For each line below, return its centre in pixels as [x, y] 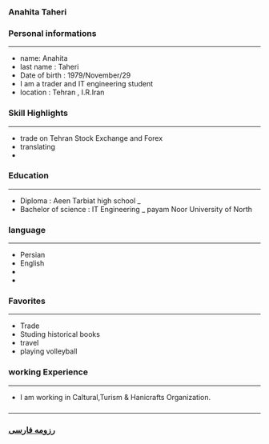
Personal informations [52, 33]
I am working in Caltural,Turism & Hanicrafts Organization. [115, 397]
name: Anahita [44, 58]
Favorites [27, 301]
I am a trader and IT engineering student [86, 84]
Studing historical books [60, 334]
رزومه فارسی [32, 430]
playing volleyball [48, 351]
